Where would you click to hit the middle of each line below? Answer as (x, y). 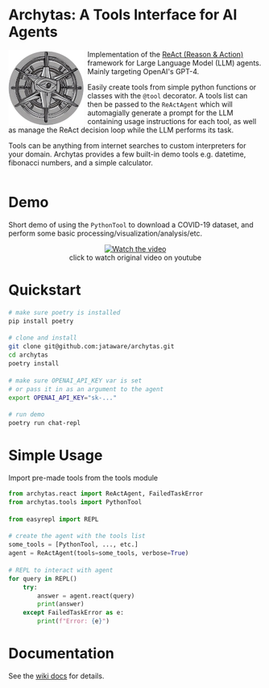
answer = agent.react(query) (86, 596)
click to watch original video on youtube (135, 257)
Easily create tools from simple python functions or (172, 87)
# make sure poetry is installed (64, 312)
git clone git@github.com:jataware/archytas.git (91, 347)
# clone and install (43, 338)
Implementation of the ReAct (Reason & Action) (166, 54)
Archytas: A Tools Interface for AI (123, 15)
